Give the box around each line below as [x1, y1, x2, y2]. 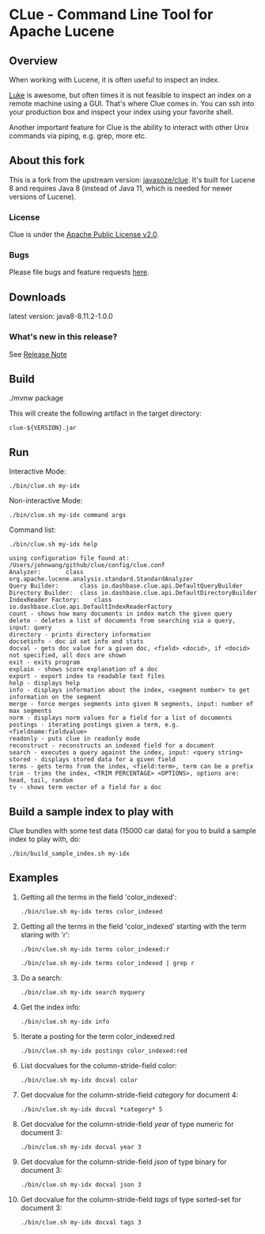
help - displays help [9, 680, 81, 688]
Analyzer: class [9, 569, 84, 577]
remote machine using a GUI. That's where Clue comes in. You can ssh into [9, 99, 255, 108]
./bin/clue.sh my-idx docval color [20, 1076, 138, 1084]
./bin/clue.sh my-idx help [9, 541, 98, 549]
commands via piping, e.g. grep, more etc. [9, 131, 147, 140]
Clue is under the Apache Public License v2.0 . [9, 230, 160, 240]
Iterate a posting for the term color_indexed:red [20, 1031, 175, 1040]
